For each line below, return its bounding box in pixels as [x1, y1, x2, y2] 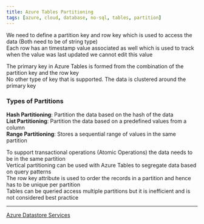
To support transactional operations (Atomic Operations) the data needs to [6, 149, 193, 156]
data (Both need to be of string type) [6, 38, 98, 45]
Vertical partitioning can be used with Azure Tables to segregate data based [6, 161, 197, 169]
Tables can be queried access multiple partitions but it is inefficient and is [6, 187, 191, 195]
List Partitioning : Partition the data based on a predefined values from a [6, 117, 187, 125]
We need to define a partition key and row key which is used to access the [6, 31, 192, 38]
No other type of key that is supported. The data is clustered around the [6, 75, 186, 83]
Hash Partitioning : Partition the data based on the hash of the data [6, 111, 174, 118]
